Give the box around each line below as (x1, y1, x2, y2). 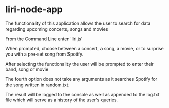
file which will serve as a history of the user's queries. (5, 97, 118, 103)
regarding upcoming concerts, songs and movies (5, 25, 108, 32)
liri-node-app (5, 4, 63, 15)
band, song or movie (5, 66, 49, 72)
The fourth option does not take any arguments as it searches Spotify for (5, 76, 158, 82)
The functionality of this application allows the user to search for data (5, 20, 151, 26)
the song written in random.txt (5, 82, 69, 88)
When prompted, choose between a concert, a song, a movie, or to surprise (5, 45, 164, 51)
